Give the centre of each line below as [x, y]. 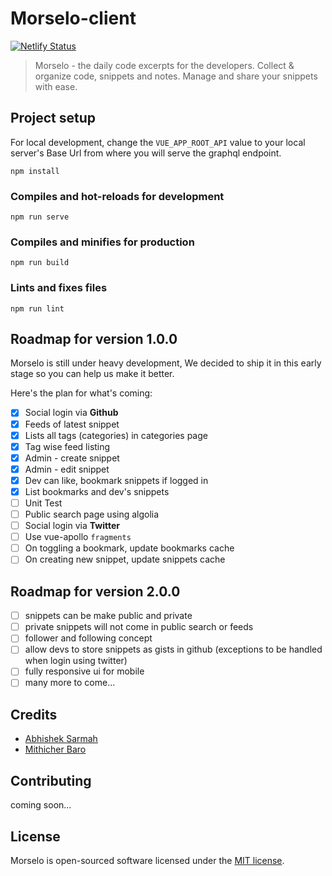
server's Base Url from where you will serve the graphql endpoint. [146, 153]
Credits [34, 714]
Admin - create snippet [72, 458]
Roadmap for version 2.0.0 [95, 591]
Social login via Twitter [72, 526]
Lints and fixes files [59, 288]
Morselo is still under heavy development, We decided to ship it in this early [166, 363]
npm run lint [37, 308]
